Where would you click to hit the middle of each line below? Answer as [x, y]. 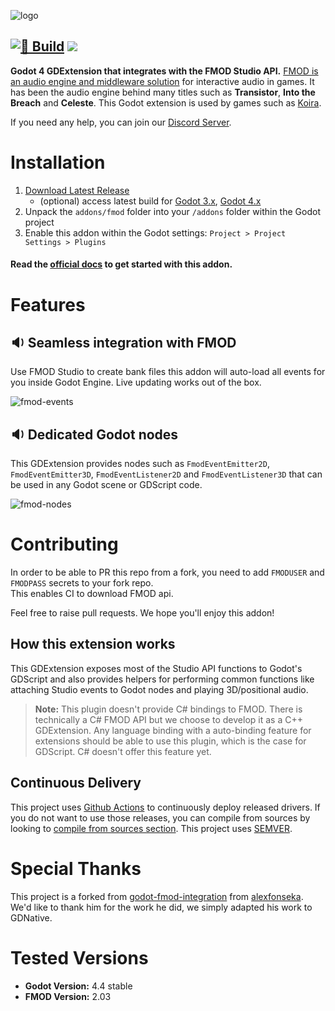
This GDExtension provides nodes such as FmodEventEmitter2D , [140, 464]
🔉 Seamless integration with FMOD [123, 342]
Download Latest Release [77, 190]
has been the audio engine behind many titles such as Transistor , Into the [163, 92]
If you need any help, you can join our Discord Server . [121, 122]
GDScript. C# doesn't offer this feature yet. [123, 751]
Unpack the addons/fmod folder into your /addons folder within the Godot [172, 211]
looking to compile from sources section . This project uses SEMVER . [151, 828]
